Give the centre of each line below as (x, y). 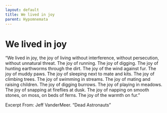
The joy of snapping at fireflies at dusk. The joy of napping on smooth (77, 90)
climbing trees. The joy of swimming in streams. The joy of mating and (78, 79)
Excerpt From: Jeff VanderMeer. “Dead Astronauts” (58, 105)
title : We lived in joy (30, 15)
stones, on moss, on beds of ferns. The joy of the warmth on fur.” (73, 95)
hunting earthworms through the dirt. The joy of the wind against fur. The (81, 69)
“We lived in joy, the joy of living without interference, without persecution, (82, 58)
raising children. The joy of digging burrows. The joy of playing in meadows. (84, 85)
